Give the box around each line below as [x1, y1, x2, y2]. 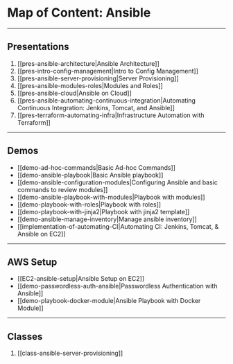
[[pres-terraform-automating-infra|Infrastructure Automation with [17, 111, 205, 119]
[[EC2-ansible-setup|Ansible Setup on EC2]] [17, 275, 145, 283]
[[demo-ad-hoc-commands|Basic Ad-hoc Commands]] [17, 163, 175, 171]
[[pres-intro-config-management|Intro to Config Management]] [17, 67, 199, 75]
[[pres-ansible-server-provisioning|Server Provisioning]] [17, 74, 179, 83]
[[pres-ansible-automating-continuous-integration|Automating [17, 96, 196, 105]
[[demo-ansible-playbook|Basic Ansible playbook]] [17, 171, 164, 179]
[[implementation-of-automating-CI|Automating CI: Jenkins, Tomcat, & [17, 222, 219, 230]
